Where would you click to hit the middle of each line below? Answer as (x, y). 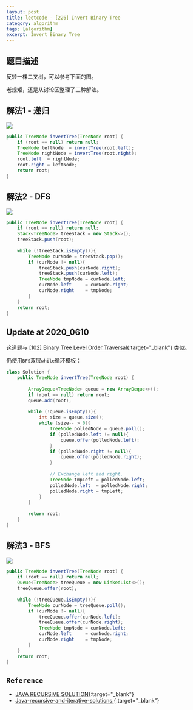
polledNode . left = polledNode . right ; (99, 485)
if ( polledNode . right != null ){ (90, 452)
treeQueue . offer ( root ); (47, 589)
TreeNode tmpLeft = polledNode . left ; (97, 480)
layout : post (23, 12)
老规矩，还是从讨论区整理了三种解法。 (54, 90)
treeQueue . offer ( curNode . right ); (81, 622)
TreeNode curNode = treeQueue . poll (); (77, 605)
